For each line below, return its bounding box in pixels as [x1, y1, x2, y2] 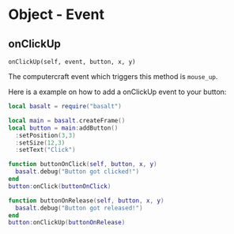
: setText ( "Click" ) [15, 146, 77, 154]
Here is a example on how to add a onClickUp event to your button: [8, 87, 227, 96]
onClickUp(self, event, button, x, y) [8, 58, 136, 66]
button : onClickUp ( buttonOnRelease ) [8, 219, 126, 227]
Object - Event [8, 6, 105, 24]
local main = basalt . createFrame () [8, 116, 126, 124]
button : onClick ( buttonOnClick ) [8, 182, 111, 191]
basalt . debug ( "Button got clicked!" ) [15, 168, 140, 175]
